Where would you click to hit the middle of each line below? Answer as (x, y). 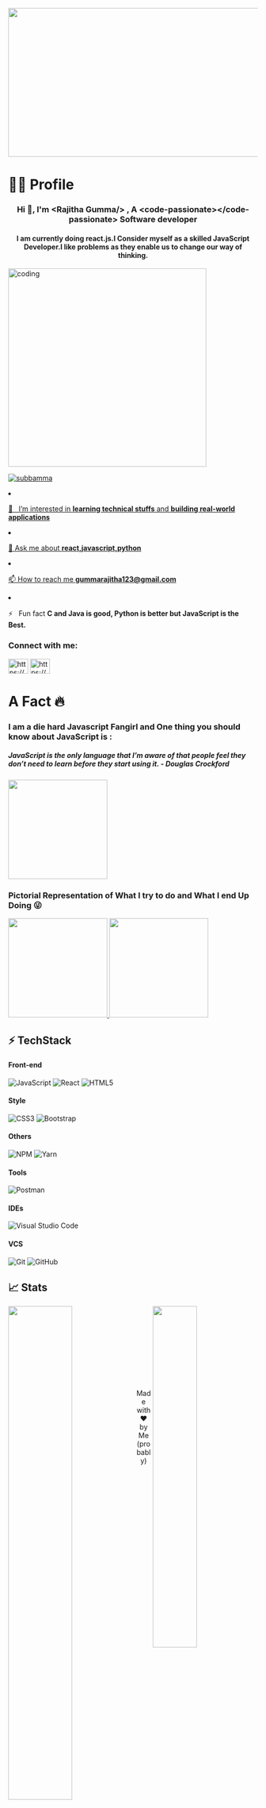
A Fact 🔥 (36, 701)
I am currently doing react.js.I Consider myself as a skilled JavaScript (133, 238)
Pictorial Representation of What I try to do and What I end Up (129, 895)
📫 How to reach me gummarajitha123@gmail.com (92, 579)
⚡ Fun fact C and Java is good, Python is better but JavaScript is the (123, 614)
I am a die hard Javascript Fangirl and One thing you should (124, 726)
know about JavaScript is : (60, 737)
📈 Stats (28, 1287)
